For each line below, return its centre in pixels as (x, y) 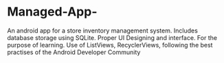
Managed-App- (52, 12)
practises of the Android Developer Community (74, 52)
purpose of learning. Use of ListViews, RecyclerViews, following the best (110, 45)
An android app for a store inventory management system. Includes (102, 30)
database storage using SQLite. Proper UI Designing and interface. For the (112, 37)
